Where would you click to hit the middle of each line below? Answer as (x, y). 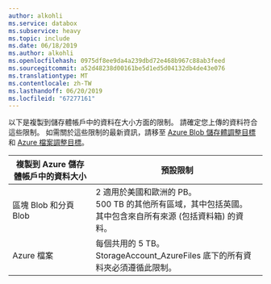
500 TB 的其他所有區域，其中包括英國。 (171, 204)
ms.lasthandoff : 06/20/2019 (56, 91)
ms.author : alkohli (41, 53)
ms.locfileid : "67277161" (52, 98)
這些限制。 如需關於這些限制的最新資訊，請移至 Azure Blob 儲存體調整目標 (132, 132)
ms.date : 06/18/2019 (43, 46)
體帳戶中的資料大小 (50, 177)
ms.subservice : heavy (45, 31)
